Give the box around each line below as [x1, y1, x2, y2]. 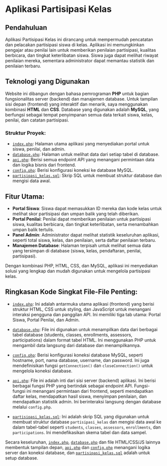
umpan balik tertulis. [12, 227, 55, 233]
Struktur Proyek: [5, 129, 46, 136]
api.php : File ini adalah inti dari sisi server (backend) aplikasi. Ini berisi [12, 377, 156, 383]
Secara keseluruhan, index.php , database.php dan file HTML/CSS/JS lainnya [5, 439, 161, 445]
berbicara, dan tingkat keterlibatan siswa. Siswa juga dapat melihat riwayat [5, 52, 159, 58]
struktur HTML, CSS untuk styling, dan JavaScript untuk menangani [12, 306, 151, 312]
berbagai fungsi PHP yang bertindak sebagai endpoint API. [12, 382, 133, 389]
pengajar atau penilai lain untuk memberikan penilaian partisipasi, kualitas [5, 47, 157, 53]
